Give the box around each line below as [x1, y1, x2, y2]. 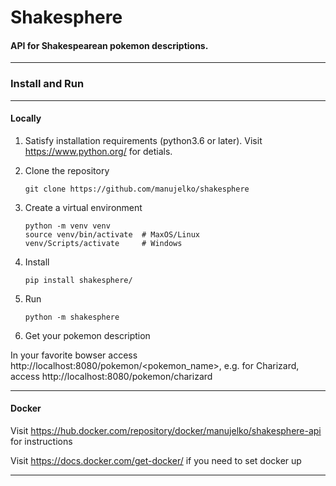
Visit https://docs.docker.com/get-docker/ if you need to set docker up [10, 455, 302, 467]
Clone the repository [24, 164, 110, 176]
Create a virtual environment [24, 201, 143, 213]
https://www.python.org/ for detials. [24, 145, 173, 157]
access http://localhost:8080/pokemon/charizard [10, 370, 213, 382]
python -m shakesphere [24, 312, 120, 322]
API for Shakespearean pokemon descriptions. [10, 39, 209, 51]
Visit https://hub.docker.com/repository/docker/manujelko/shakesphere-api [10, 425, 322, 437]
